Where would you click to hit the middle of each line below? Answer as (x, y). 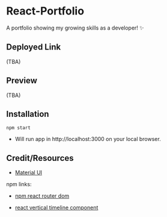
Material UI (29, 172)
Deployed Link (34, 47)
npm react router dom (42, 196)
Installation (28, 114)
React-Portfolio (45, 11)
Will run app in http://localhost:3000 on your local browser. (88, 139)
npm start (19, 128)
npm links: (19, 184)
